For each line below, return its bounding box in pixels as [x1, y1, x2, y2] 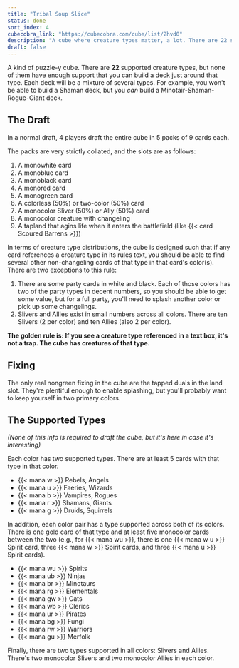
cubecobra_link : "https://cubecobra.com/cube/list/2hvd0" [7, 30, 183, 38]
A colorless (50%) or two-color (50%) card [17, 198, 144, 207]
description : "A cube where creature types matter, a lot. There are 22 [7, 37, 228, 44]
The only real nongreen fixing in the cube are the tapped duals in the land [7, 378, 223, 387]
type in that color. [7, 462, 59, 471]
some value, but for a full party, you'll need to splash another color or [17, 294, 221, 303]
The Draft [7, 114, 51, 126]
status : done [7, 17, 46, 24]
